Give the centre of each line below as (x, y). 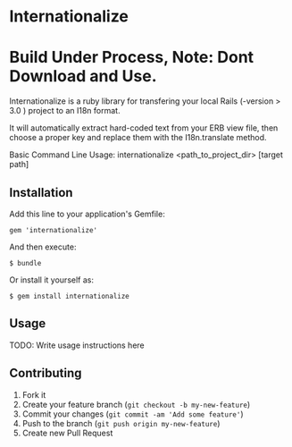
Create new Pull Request (67, 433)
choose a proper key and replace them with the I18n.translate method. (138, 138)
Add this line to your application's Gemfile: (87, 214)
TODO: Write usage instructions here (77, 345)
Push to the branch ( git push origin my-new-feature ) (121, 423)
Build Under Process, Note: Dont (132, 58)
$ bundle (25, 263)
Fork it (34, 394)
